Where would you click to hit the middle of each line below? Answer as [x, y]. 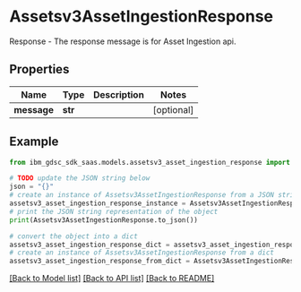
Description [119, 94]
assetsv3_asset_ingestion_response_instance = [98, 203]
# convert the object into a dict [74, 236]
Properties [39, 69]
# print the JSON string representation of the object [114, 211]
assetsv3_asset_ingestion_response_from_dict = [100, 262]
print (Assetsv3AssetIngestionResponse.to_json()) [104, 220]
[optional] [173, 109]
